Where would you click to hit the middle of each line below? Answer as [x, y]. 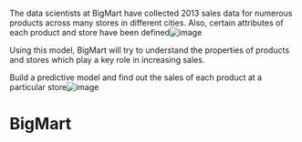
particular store [38, 87]
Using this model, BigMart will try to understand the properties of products [150, 50]
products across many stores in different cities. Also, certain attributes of [147, 23]
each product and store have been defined [90, 32]
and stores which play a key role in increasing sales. [107, 60]
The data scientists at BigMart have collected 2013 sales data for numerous [151, 13]
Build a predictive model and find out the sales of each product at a [136, 77]
